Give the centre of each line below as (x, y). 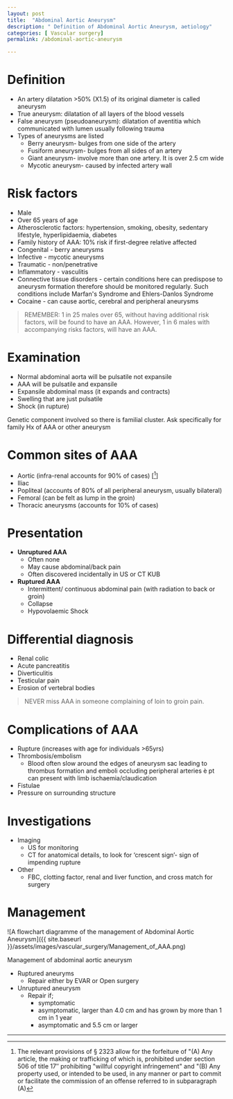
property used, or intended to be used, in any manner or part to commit (119, 1074)
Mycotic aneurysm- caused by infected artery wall (100, 166)
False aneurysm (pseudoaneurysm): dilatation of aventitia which (109, 121)
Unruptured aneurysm (49, 988)
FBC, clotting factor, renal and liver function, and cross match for (120, 877)
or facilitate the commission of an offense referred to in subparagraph (117, 1081)
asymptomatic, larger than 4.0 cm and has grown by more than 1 (130, 1010)
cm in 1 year (55, 1018)
